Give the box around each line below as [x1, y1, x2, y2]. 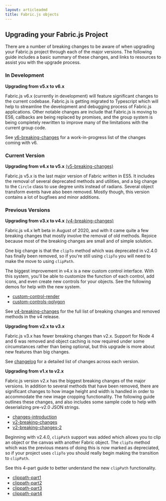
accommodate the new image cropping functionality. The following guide [5, 394, 155, 400]
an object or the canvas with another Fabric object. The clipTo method [5, 439, 150, 446]
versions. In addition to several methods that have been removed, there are [5, 383, 159, 389]
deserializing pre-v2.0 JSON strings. [5, 404, 80, 410]
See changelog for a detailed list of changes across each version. [5, 359, 140, 365]
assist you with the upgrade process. [5, 59, 81, 65]
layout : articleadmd [5, 7, 48, 12]
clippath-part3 [12, 485, 42, 491]
